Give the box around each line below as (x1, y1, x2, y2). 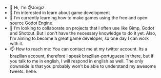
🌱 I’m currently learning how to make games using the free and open (9, 15, 148, 20)
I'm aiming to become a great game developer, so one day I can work (9, 35, 149, 41)
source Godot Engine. (9, 20, 54, 26)
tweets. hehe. (9, 68, 38, 74)
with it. (9, 41, 23, 46)
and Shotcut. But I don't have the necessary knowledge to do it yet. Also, (9, 31, 157, 36)
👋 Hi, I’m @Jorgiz (9, 5, 45, 10)
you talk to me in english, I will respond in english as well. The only (9, 58, 144, 64)
